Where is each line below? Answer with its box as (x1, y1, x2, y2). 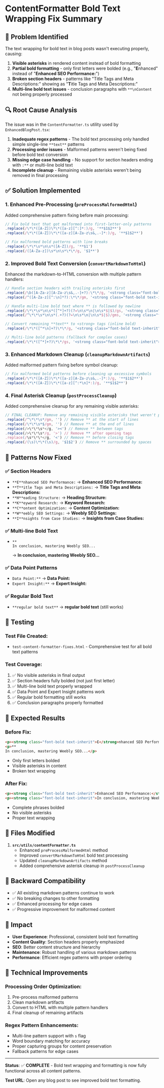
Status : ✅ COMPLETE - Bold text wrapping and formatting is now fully (5, 1063, 147, 1068)
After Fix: (5, 780, 28, 787)
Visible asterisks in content (12, 763, 67, 769)
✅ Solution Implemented (5, 186, 81, 195)
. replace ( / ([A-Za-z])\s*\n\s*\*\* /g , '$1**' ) (5, 248, 99, 254)
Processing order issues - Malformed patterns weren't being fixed (12, 146, 147, 152)
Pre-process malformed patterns (12, 994, 79, 1000)
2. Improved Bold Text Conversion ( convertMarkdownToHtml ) (5, 260, 146, 267)
